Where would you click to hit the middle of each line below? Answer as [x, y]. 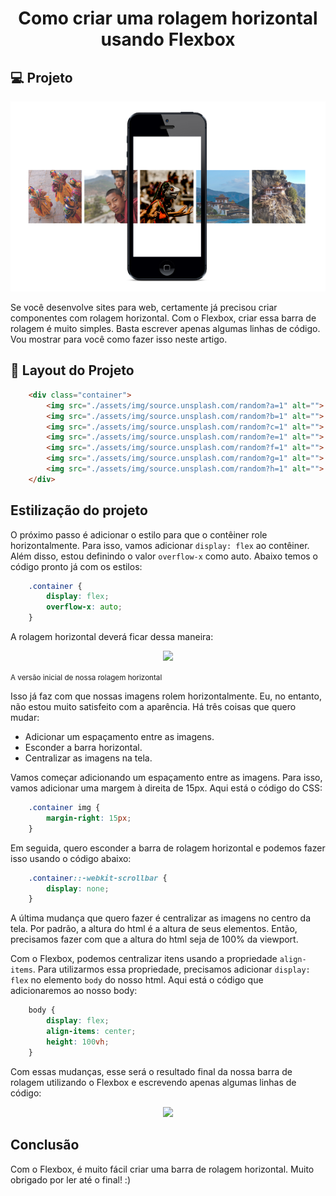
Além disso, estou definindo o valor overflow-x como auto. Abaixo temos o [164, 556]
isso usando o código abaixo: [71, 858]
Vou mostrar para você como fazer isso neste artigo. [119, 339]
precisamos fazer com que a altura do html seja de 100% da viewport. [154, 939]
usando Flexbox [168, 39]
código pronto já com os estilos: [76, 566]
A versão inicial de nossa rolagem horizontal [86, 678]
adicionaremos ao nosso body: [74, 991]
